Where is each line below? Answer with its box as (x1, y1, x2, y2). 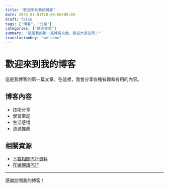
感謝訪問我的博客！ (5, 177, 45, 183)
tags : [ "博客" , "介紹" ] (5, 21, 52, 27)
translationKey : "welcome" (5, 36, 62, 41)
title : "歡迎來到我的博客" (5, 7, 56, 13)
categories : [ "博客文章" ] (5, 26, 57, 31)
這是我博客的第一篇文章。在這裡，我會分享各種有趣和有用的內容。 (5, 76, 142, 82)
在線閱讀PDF (12, 162, 39, 168)
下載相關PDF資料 (12, 156, 48, 162)
